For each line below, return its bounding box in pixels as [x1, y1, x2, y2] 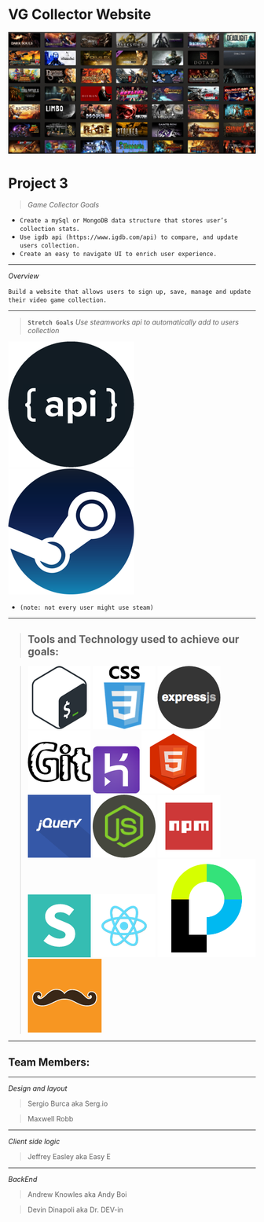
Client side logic [8, 1137, 60, 1147]
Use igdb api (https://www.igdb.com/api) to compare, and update [19, 233, 238, 241]
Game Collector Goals [27, 200, 100, 210]
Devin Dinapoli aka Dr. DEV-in [27, 1205, 123, 1215]
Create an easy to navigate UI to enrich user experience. [19, 250, 218, 259]
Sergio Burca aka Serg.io [27, 1099, 108, 1109]
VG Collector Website [8, 6, 152, 24]
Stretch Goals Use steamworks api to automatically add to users [27, 317, 240, 327]
